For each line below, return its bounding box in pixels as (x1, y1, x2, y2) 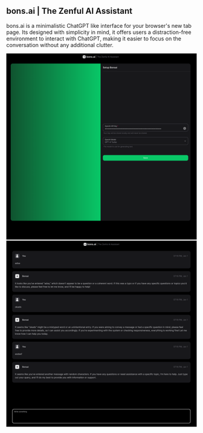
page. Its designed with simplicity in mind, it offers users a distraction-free (6, 28, 192, 36)
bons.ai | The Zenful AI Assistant (6, 6, 133, 16)
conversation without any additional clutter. (6, 41, 114, 48)
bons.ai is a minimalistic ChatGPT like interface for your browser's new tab (6, 22, 192, 29)
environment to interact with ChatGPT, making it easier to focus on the (6, 34, 181, 42)
